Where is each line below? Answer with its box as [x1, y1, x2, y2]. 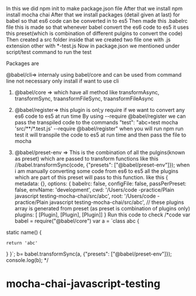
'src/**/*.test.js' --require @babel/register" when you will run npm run [14, 125, 184, 132]
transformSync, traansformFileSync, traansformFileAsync [14, 95, 154, 102]
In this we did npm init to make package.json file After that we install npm [6, 5, 183, 12]
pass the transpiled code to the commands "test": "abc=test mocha [14, 119, 178, 125]
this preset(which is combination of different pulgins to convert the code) [6, 30, 183, 37]
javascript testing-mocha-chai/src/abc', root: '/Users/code [14, 193, 156, 199]
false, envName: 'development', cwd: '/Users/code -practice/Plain [14, 186, 175, 193]
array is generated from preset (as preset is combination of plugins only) [14, 205, 191, 212]
